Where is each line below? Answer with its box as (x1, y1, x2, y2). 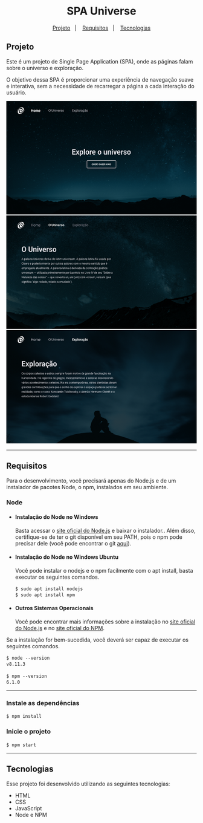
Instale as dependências (6, 699, 80, 708)
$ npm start (6, 742, 36, 748)
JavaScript (14, 804, 42, 812)
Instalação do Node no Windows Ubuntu (14, 553, 119, 561)
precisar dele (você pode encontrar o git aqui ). (14, 539, 132, 547)
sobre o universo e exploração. (6, 64, 84, 71)
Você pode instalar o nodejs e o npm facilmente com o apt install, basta (14, 567, 193, 574)
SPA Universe (66, 4, 137, 18)
